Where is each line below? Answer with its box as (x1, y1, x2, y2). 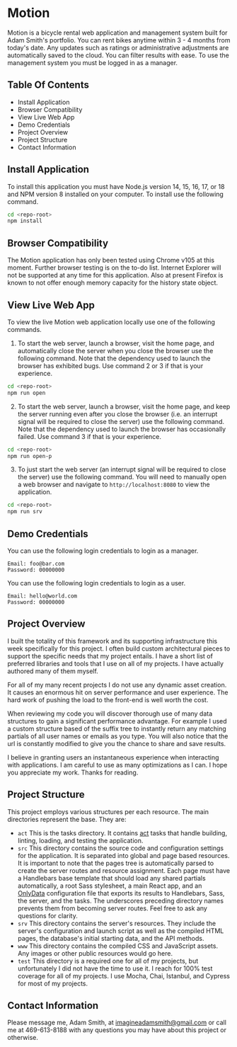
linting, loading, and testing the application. (17, 836, 144, 845)
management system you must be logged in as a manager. (7, 58, 178, 67)
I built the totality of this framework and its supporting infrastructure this (7, 636, 218, 645)
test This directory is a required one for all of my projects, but (17, 956, 199, 965)
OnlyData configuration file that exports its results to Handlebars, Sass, (17, 888, 225, 897)
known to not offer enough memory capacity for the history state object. (7, 278, 218, 287)
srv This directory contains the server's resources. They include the (17, 919, 216, 927)
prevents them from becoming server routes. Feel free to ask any (17, 904, 207, 912)
